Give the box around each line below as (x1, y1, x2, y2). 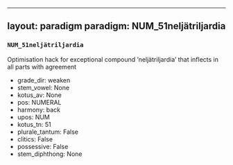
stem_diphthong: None (17, 150, 83, 158)
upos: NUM (17, 112, 51, 121)
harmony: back (17, 105, 61, 114)
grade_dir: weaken (17, 76, 71, 84)
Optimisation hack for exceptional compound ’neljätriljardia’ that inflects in (7, 55, 218, 63)
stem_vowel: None (17, 83, 70, 92)
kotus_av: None (17, 91, 62, 99)
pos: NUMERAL (17, 98, 62, 106)
